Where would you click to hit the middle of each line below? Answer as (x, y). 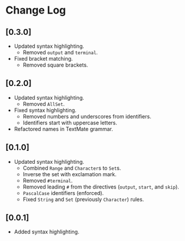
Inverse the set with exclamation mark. (70, 174)
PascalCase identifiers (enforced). (63, 193)
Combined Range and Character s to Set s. (72, 168)
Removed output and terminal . (60, 52)
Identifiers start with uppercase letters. (70, 123)
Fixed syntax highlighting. (45, 110)
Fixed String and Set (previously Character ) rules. (83, 199)
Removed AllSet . (44, 104)
